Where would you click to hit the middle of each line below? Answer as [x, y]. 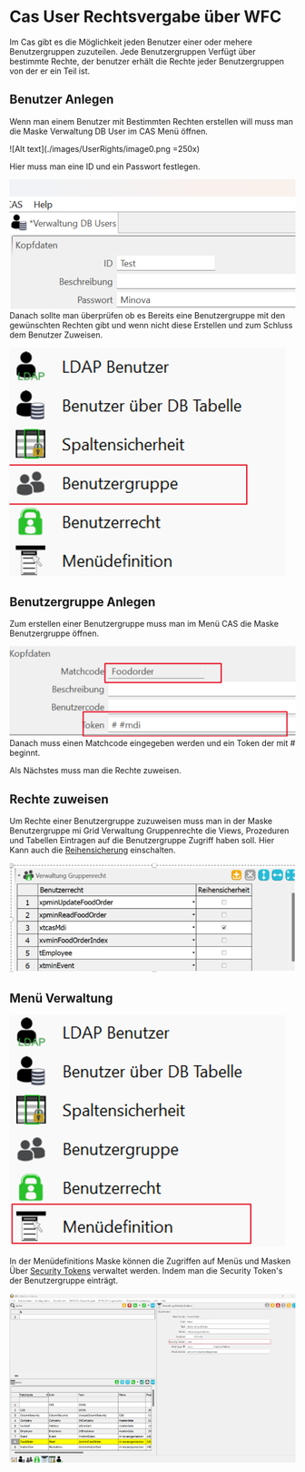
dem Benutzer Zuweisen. [56, 335]
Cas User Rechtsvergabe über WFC [146, 17]
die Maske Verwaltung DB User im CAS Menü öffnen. [109, 131]
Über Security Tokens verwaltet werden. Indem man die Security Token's [146, 1271]
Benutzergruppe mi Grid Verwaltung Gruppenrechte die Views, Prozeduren [149, 831]
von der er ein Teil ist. [50, 71]
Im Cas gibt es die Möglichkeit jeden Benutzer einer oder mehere [131, 42]
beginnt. [25, 753]
